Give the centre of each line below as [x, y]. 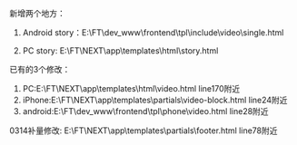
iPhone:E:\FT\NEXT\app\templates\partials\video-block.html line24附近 [155, 100]
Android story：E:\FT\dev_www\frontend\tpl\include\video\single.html [153, 33]
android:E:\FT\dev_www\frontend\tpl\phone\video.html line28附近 [146, 111]
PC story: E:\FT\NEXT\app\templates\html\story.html [120, 51]
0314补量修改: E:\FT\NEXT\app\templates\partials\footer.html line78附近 [144, 130]
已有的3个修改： [40, 69]
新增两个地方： [37, 13]
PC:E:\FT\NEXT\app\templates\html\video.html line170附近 [131, 88]
